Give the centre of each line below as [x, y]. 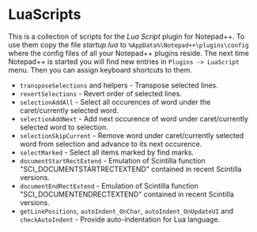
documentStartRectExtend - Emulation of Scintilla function [112, 160]
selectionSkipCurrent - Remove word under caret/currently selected [132, 135]
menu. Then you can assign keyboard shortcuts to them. [100, 69]
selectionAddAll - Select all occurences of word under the [115, 102]
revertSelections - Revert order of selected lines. [100, 93]
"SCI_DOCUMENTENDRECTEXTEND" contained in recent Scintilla [127, 194]
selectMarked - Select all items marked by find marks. [107, 152]
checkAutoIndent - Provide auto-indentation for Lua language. [120, 219]
